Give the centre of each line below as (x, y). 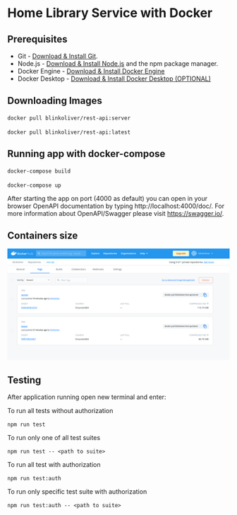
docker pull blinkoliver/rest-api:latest (69, 132)
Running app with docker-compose (86, 154)
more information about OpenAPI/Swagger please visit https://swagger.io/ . (116, 213)
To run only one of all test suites (54, 438)
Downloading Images (55, 101)
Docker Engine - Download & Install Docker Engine (91, 71)
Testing (24, 380)
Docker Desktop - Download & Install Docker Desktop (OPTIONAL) (114, 79)
